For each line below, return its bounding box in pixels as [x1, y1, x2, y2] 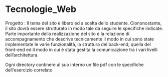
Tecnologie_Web [5, 3, 77, 15]
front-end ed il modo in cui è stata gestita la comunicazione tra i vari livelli [5, 46, 158, 52]
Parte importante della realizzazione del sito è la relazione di [5, 30, 129, 36]
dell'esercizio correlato [5, 66, 53, 73]
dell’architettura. [5, 51, 39, 58]
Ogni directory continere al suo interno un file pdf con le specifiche [5, 61, 144, 67]
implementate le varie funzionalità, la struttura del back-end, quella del [5, 41, 151, 47]
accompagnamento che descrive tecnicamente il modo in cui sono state [5, 36, 154, 42]
